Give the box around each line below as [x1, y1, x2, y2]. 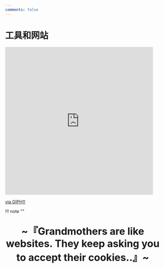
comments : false [5, 7, 38, 12]
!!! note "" [5, 208, 25, 214]
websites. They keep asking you [5, 237, 160, 250]
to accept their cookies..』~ [16, 251, 149, 264]
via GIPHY [5, 199, 26, 204]
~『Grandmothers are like [21, 225, 144, 237]
